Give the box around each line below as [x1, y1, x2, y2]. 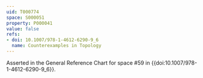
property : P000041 [6, 20, 53, 26]
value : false [6, 25, 39, 32]
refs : [6, 31, 20, 37]
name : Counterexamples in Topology [12, 43, 102, 49]
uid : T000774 [6, 8, 39, 15]
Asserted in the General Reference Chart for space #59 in [6, 59, 150, 67]
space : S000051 [6, 15, 45, 21]
